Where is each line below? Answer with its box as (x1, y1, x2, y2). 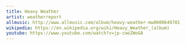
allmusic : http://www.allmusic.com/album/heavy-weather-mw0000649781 (6, 19, 181, 25)
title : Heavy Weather (6, 8, 59, 15)
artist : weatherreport (6, 14, 62, 20)
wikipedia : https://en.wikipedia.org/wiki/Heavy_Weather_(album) (6, 25, 170, 31)
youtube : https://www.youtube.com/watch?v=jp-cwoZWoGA (6, 30, 144, 36)
